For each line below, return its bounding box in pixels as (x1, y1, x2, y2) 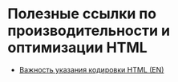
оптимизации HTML (7, 39, 148, 57)
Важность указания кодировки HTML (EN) (18, 64, 164, 74)
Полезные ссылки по (7, 5, 157, 23)
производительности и (7, 21, 170, 40)
